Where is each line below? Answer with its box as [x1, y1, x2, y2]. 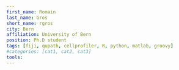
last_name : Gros [6, 15, 48, 21]
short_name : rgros [6, 20, 53, 26]
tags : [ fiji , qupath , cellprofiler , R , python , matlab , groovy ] [6, 43, 174, 49]
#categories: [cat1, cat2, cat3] [6, 49, 92, 55]
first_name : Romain [6, 9, 56, 15]
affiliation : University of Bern [6, 32, 92, 38]
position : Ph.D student [6, 37, 67, 43]
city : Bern [6, 26, 34, 32]
